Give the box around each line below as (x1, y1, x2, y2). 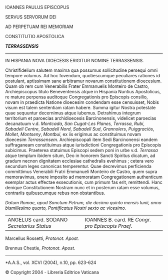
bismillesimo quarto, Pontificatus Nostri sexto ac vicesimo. (5, 205, 126, 211)
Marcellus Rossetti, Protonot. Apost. (5, 235, 79, 241)
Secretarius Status (7, 223, 51, 229)
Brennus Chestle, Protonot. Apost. (5, 245, 75, 251)
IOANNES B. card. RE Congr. (84, 216, 151, 223)
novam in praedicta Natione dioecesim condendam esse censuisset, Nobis (5, 99, 159, 105)
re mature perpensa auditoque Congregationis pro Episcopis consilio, (5, 94, 148, 100)
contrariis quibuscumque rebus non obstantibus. (5, 190, 105, 196)
